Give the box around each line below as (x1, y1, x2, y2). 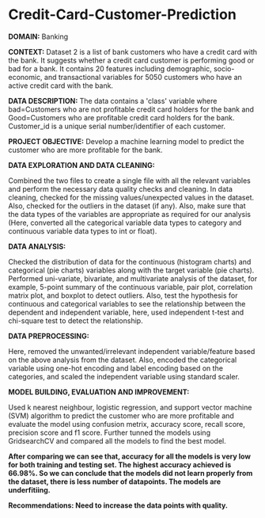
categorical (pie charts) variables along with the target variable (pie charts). (8, 265, 255, 275)
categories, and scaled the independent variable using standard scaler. (8, 371, 240, 381)
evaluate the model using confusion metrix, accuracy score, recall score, (8, 419, 245, 428)
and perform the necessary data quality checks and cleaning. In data (8, 184, 233, 193)
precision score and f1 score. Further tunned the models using (8, 428, 211, 437)
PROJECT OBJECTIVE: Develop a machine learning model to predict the (8, 136, 244, 146)
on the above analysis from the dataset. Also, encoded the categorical (8, 355, 237, 364)
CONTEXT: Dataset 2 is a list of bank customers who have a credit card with (8, 47, 258, 56)
